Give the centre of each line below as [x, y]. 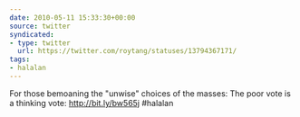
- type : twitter [40, 43]
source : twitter [40, 26]
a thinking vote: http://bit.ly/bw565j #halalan [92, 103]
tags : [19, 59]
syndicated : [32, 34]
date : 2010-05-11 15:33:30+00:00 [73, 18]
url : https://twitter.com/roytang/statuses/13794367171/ [127, 51]
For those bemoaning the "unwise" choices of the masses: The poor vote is [150, 93]
